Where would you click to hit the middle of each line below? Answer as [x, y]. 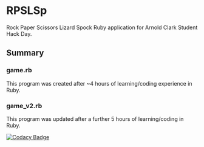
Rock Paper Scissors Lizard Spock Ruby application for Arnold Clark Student [102, 27]
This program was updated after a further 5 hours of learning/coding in [95, 118]
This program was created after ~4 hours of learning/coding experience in [99, 83]
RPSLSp [27, 11]
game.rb [19, 70]
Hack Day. [19, 33]
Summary [25, 53]
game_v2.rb [24, 106]
